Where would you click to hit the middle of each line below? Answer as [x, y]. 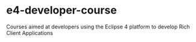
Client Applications [30, 33]
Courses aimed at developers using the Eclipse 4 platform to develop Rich [98, 27]
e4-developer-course [62, 10]
